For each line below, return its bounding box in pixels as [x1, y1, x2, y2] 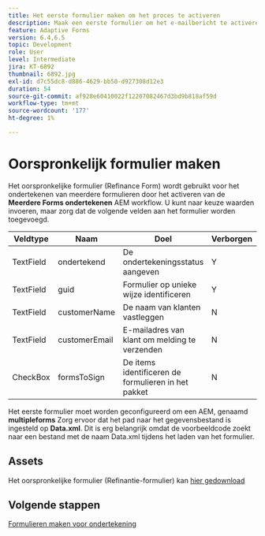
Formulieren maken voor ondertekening [8, 519, 136, 529]
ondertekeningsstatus [122, 256, 204, 267]
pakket [122, 386, 148, 397]
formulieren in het [122, 376, 188, 387]
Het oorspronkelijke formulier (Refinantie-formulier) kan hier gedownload [8, 475, 245, 485]
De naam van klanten [122, 301, 201, 312]
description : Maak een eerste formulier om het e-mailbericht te [8, 19, 227, 27]
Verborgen [211, 233, 252, 244]
